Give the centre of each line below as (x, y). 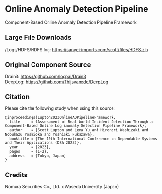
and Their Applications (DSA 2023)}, (43, 143)
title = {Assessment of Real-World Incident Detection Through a (81, 122)
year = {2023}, (30, 147)
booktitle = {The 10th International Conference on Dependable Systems (83, 139)
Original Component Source (48, 65)
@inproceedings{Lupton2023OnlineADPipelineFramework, (61, 118)
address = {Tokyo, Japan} (38, 156)
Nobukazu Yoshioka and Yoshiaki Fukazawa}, (50, 135)
